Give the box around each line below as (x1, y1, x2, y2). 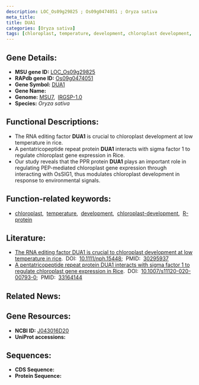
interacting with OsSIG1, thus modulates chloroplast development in (14, 170, 180, 178)
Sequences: (6, 350, 52, 360)
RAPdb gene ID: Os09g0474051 (14, 75, 94, 82)
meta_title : (6, 14, 36, 20)
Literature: (6, 233, 46, 243)
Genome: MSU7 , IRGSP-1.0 (14, 93, 82, 101)
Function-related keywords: (6, 194, 111, 204)
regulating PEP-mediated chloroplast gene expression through (14, 164, 167, 171)
